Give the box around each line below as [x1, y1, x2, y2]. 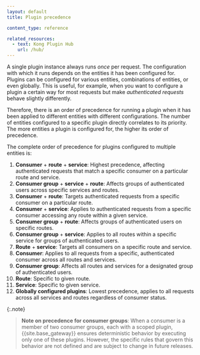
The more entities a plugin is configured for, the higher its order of [7, 126, 169, 132]
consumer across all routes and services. [15, 256, 117, 263]
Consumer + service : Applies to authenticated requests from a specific [15, 205, 192, 212]
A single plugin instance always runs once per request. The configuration [7, 63, 186, 70]
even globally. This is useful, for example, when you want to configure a [7, 82, 183, 89]
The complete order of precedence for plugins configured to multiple [7, 144, 176, 150]
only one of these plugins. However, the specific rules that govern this [21, 336, 193, 343]
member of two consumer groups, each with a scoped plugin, [21, 323, 173, 331]
